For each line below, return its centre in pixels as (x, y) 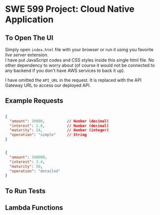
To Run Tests (25, 191)
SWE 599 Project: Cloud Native (70, 9)
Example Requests (34, 101)
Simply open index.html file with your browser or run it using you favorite (79, 50)
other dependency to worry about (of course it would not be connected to (80, 65)
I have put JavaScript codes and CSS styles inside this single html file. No (80, 60)
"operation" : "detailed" (35, 171)
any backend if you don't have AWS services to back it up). (65, 71)
